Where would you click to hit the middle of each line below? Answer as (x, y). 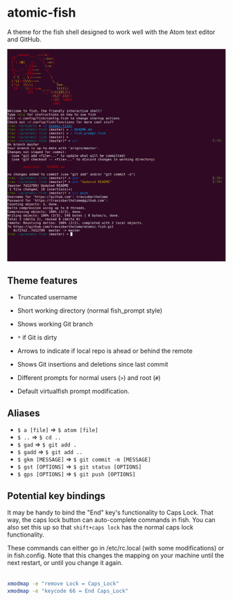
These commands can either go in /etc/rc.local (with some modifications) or (116, 548)
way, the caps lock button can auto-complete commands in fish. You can (112, 520)
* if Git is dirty (37, 338)
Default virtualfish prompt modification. (73, 391)
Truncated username (47, 297)
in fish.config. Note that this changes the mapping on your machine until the (115, 555)
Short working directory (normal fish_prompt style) (90, 311)
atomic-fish (42, 13)
